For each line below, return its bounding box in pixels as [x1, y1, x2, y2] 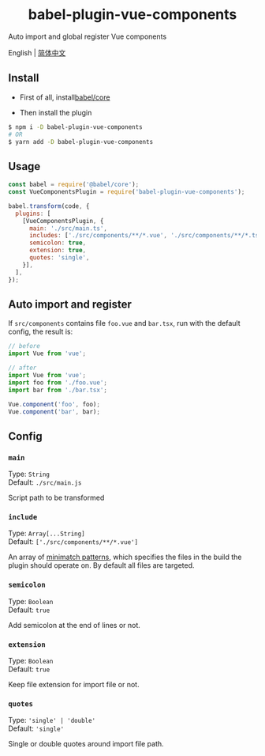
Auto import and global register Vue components [8, 32, 167, 41]
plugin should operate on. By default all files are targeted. [8, 561, 195, 570]
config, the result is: [8, 327, 73, 337]
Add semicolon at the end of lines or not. [8, 620, 140, 629]
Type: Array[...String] [8, 528, 85, 539]
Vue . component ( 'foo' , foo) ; [8, 400, 101, 408]
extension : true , [28, 247, 87, 255]
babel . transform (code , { [8, 202, 90, 210]
